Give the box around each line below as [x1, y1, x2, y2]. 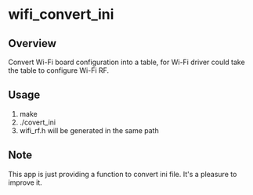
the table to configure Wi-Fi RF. [8, 66, 110, 75]
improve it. [8, 178, 43, 187]
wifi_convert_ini [8, 5, 114, 23]
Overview [8, 37, 57, 50]
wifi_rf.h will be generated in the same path [19, 125, 159, 135]
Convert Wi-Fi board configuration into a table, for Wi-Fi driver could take [8, 57, 245, 67]
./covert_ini [19, 117, 56, 127]
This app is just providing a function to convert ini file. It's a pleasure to [8, 169, 237, 179]
